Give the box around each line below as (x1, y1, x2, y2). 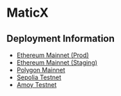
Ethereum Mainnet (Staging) (16, 58, 98, 67)
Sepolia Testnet (16, 73, 62, 81)
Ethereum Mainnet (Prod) (16, 51, 90, 59)
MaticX (6, 5, 49, 21)
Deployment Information (6, 33, 115, 45)
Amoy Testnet (16, 81, 57, 88)
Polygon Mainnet (16, 66, 65, 74)
